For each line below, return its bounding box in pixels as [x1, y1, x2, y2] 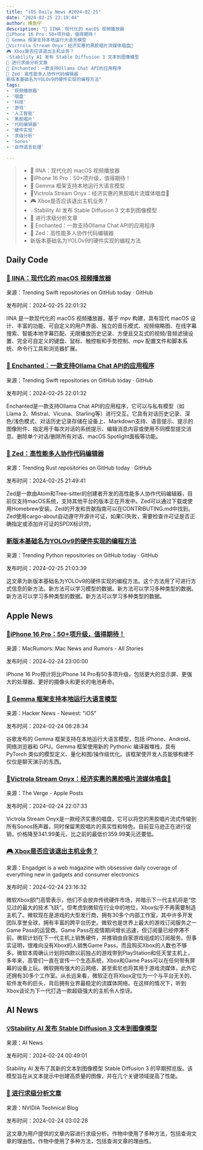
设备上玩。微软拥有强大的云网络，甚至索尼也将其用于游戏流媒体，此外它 [16, 964, 197, 971]
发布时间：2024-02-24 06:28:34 [6, 722, 89, 730]
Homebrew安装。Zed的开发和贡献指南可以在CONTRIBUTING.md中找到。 [11, 505, 194, 512]
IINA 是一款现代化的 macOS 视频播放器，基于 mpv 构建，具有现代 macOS [6, 314, 189, 322]
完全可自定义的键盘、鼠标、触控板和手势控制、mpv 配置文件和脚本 [16, 337, 183, 345]
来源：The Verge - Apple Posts [6, 789, 83, 797]
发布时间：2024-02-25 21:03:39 [6, 565, 87, 572]
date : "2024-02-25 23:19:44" [6, 15, 80, 21]
